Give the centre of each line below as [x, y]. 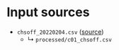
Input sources [48, 12]
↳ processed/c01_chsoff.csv [70, 39]
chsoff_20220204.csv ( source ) [60, 32]
